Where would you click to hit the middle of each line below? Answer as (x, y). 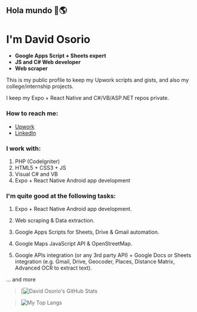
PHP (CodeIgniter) (37, 161)
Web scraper (31, 69)
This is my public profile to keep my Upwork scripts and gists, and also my (98, 80)
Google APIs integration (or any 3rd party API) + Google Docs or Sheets (103, 255)
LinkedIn (25, 133)
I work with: (24, 148)
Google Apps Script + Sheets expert (60, 56)
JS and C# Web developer (48, 62)
